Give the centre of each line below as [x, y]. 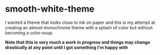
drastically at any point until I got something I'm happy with [67, 47]
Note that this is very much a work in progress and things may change [78, 42]
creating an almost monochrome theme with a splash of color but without [79, 27]
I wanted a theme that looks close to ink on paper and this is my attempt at [80, 22]
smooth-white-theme [50, 9]
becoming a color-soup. [29, 33]
